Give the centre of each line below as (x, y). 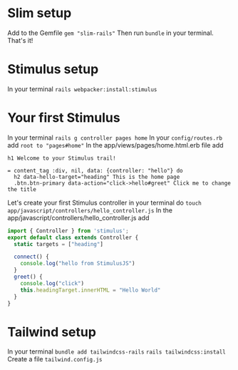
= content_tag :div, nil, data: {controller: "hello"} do (95, 170)
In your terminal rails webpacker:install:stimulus (82, 89)
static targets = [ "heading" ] (58, 244)
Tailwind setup (52, 332)
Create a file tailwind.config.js (55, 359)
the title (22, 189)
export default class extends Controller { (73, 237)
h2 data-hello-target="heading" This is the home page (97, 177)
